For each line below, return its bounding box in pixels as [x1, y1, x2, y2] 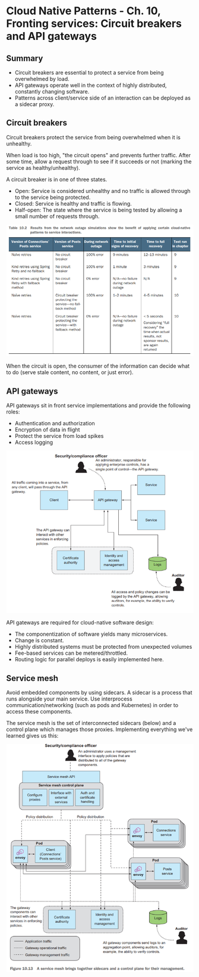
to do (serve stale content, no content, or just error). [6, 369, 134, 376]
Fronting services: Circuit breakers [6, 17, 182, 30]
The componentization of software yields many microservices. [14, 630, 168, 638]
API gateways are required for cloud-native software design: [6, 619, 154, 626]
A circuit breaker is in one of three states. [6, 176, 108, 183]
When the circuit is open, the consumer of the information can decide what [6, 362, 190, 370]
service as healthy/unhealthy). [6, 164, 80, 171]
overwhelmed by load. [14, 76, 70, 82]
